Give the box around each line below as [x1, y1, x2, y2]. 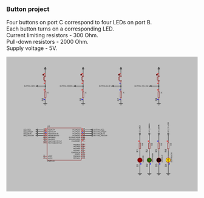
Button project [6, 5, 50, 13]
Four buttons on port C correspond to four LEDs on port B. [6, 19, 152, 26]
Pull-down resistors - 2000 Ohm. [6, 38, 89, 46]
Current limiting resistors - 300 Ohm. [6, 32, 98, 39]
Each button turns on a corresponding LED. [6, 25, 114, 32]
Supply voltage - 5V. [6, 44, 58, 52]
